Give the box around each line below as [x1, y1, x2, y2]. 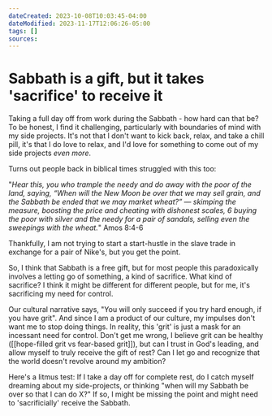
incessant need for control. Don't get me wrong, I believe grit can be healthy [8, 331, 264, 340]
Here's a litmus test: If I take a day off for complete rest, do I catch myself [8, 372, 254, 382]
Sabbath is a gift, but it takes [8, 70, 205, 88]
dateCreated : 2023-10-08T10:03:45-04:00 [8, 11, 148, 20]
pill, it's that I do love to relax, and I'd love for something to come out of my [8, 140, 258, 149]
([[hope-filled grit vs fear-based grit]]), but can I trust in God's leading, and [8, 339, 260, 349]
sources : [8, 34, 38, 43]
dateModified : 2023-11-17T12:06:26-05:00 [8, 19, 151, 28]
